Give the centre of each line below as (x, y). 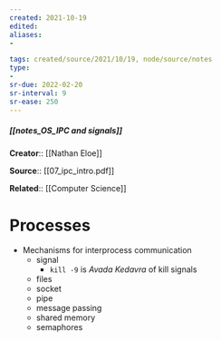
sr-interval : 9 (38, 93)
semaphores (59, 327)
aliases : (26, 34)
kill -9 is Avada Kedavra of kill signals (123, 269)
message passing (69, 308)
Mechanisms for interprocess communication (107, 250)
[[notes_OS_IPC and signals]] (66, 131)
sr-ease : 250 (34, 102)
